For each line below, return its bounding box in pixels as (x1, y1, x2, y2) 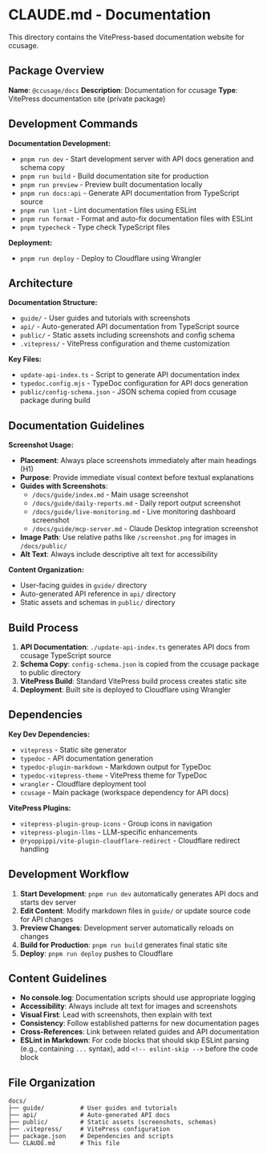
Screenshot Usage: (8, 440, 74, 450)
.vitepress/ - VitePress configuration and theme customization (19, 339, 230, 348)
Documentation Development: (8, 138, 111, 148)
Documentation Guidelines (8, 419, 145, 433)
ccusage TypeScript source (19, 651, 111, 660)
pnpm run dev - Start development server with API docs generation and (19, 154, 254, 164)
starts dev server (19, 897, 77, 907)
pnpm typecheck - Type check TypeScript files (19, 222, 171, 232)
